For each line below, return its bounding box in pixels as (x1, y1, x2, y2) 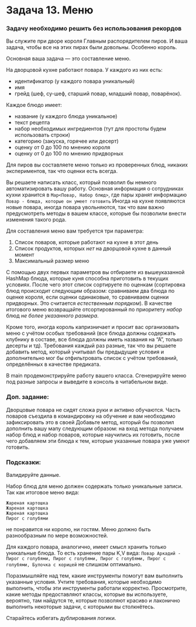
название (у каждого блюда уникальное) (14, 113, 118, 120)
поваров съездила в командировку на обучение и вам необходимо (6, 413, 176, 420)
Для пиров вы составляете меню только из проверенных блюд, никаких (6, 161, 188, 168)
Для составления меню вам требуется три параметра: (6, 227, 144, 234)
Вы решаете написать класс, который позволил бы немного (6, 179, 157, 186)
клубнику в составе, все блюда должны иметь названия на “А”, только (6, 336, 183, 343)
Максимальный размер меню (14, 258, 90, 265)
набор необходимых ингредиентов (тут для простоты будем (14, 125, 167, 132)
